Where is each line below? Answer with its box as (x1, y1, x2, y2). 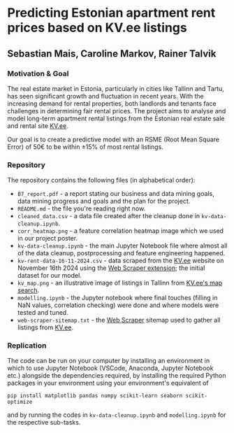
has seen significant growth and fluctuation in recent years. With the (7, 92, 204, 100)
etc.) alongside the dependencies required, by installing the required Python (7, 371, 226, 380)
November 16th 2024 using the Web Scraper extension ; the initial (17, 264, 205, 272)
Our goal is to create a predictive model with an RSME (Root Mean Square (7, 135, 220, 143)
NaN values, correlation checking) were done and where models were (17, 301, 219, 309)
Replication (7, 341, 47, 350)
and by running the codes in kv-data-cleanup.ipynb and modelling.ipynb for (7, 411, 226, 419)
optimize (7, 399, 33, 406)
